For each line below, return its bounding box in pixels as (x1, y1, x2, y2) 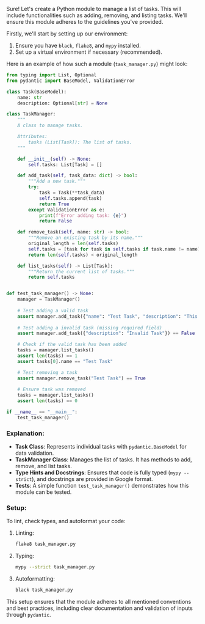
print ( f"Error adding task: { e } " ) (38, 212, 127, 219)
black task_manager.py (15, 587, 73, 593)
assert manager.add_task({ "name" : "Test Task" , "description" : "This (17, 313, 198, 320)
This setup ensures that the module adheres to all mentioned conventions (6, 598, 192, 605)
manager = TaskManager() (17, 296, 81, 303)
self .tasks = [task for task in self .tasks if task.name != (28, 246, 184, 252)
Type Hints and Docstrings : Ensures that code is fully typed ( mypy (15, 469, 181, 476)
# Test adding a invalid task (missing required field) (17, 325, 163, 331)
